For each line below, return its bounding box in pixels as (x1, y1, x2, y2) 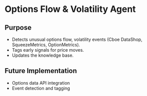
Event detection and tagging (11, 85, 70, 91)
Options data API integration (11, 80, 70, 86)
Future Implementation (4, 67, 77, 75)
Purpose (4, 23, 32, 32)
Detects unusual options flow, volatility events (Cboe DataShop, (11, 36, 143, 42)
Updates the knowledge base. (11, 52, 74, 58)
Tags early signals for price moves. (11, 47, 84, 53)
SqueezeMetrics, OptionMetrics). (11, 42, 80, 48)
